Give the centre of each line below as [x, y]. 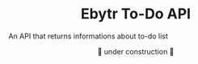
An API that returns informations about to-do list [88, 36]
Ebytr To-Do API [136, 14]
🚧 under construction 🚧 [136, 51]
